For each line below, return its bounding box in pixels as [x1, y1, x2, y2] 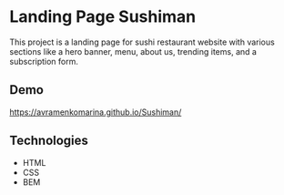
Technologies [9, 133, 89, 149]
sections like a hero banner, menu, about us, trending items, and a [9, 46, 258, 56]
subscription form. [9, 56, 79, 67]
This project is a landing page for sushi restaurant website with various [9, 36, 275, 47]
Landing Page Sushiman [9, 6, 197, 27]
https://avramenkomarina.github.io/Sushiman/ [9, 107, 182, 118]
